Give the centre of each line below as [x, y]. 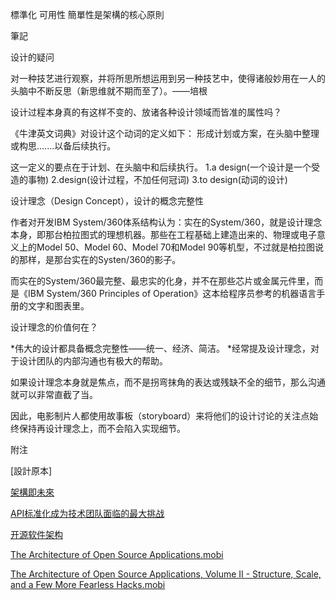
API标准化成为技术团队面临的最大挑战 [87, 513]
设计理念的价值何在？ [54, 327]
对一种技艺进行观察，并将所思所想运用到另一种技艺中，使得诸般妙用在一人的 [168, 78]
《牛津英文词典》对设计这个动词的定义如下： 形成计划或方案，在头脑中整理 [165, 133]
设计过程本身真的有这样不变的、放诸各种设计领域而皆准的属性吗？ [146, 112]
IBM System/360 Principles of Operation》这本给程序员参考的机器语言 [172, 293]
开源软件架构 [36, 534]
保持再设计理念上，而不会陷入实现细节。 [102, 428]
